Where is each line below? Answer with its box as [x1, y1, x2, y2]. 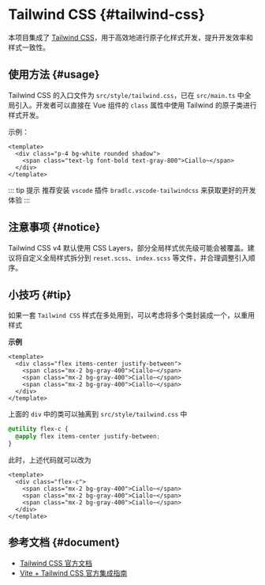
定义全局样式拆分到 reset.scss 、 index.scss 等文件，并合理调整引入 [28, 253, 249, 262]
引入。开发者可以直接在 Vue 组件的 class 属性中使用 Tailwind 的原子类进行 [14, 100, 257, 110]
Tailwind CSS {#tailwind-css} [8, 6, 205, 24]
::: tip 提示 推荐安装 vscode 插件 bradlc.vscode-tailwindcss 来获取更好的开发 [8, 185, 256, 194]
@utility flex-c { [8, 425, 69, 433]
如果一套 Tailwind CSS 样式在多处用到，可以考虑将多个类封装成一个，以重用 [8, 311, 255, 320]
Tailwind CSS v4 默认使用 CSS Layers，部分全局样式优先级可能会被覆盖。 [8, 243, 248, 252]
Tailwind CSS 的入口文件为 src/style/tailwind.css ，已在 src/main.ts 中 [8, 90, 244, 100]
